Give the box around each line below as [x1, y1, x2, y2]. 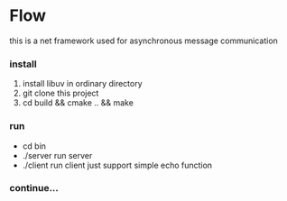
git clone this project [22, 87, 99, 99]
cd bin [22, 141, 47, 151]
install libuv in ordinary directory [22, 78, 143, 89]
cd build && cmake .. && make [22, 97, 134, 108]
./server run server [22, 150, 93, 160]
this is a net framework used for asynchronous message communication [9, 35, 278, 46]
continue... [9, 182, 59, 195]
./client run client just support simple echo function [22, 160, 213, 170]
